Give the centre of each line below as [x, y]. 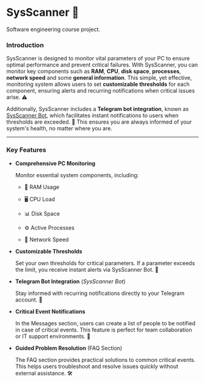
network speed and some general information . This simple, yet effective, [99, 78]
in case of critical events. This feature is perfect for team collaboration [103, 330]
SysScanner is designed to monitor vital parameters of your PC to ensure [98, 58]
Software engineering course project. [53, 29]
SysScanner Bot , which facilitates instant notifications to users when [92, 116]
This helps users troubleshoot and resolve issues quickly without [97, 366]
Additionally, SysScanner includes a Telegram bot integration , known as [98, 109]
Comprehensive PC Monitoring [55, 163]
